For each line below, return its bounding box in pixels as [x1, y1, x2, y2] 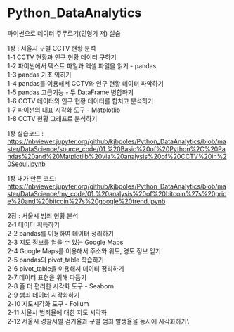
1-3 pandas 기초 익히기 [7, 70, 72, 79]
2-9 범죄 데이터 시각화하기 [7, 290, 80, 299]
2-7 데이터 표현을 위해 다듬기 [7, 273, 87, 281]
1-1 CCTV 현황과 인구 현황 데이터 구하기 [7, 53, 117, 61]
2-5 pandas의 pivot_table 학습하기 [7, 255, 104, 264]
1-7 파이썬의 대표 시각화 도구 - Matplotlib [7, 106, 121, 114]
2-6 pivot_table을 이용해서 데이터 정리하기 [7, 264, 124, 272]
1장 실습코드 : [7, 129, 44, 138]
